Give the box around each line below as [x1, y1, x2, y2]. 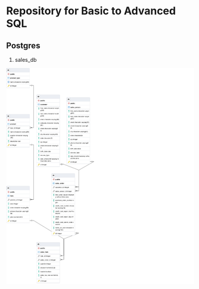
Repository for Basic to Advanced [6, 4, 176, 18]
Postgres [6, 40, 41, 51]
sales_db [14, 56, 37, 63]
